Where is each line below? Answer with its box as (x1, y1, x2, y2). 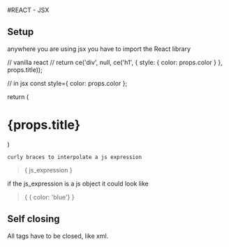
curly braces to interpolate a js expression (7, 154, 142, 160)
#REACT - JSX (7, 6, 50, 14)
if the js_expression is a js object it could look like (7, 179, 149, 188)
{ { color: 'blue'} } (24, 193, 75, 201)
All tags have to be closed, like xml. (7, 232, 109, 240)
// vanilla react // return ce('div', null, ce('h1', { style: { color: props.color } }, (7, 58, 223, 66)
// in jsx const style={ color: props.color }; (7, 79, 128, 87)
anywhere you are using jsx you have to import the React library (7, 45, 191, 53)
